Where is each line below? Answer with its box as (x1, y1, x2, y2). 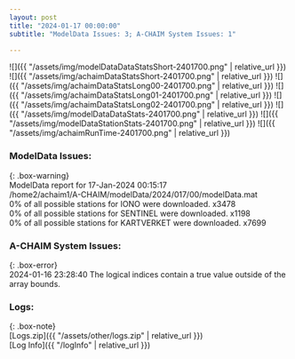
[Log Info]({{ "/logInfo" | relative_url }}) (9, 339, 151, 351)
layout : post (9, 12, 58, 22)
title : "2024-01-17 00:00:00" (9, 21, 122, 30)
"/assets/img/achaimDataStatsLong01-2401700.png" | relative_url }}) (20, 90, 273, 100)
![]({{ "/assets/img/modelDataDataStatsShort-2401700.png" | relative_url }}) (9, 61, 287, 72)
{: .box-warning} (9, 170, 69, 180)
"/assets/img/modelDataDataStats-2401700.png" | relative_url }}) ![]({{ (20, 108, 278, 120)
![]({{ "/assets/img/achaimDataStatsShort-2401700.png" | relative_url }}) (9, 71, 274, 82)
